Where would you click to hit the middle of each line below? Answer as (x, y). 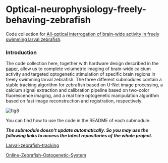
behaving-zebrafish (48, 20)
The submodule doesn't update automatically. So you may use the (77, 130)
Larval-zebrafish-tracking (33, 145)
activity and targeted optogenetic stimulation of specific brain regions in (81, 74)
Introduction (21, 52)
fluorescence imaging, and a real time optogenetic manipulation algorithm (82, 96)
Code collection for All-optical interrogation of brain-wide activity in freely (82, 34)
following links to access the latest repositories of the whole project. (79, 136)
